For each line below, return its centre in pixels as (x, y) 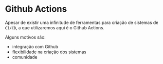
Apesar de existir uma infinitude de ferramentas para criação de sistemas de (82, 22)
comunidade (25, 57)
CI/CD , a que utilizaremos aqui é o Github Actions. (55, 27)
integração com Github (35, 46)
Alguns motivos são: (26, 37)
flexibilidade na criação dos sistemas (49, 52)
